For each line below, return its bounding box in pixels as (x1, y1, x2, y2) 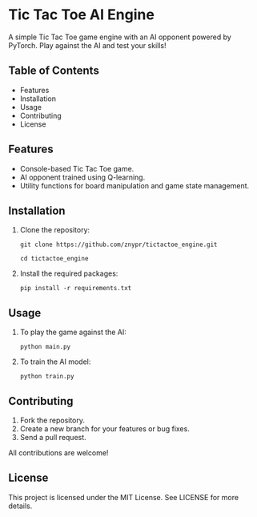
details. (8, 501, 33, 511)
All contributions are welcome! (8, 448, 109, 458)
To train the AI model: (19, 357, 91, 366)
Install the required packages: (19, 269, 118, 278)
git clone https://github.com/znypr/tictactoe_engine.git (19, 240, 218, 249)
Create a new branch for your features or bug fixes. (19, 424, 190, 434)
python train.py (19, 373, 74, 381)
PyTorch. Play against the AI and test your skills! (8, 40, 167, 50)
